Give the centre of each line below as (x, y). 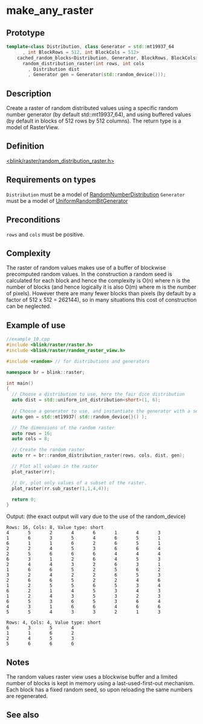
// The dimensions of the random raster (63, 428)
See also (23, 715)
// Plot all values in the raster (55, 466)
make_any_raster (50, 11)
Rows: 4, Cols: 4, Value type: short (54, 623)
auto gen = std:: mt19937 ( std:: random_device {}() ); (79, 417)
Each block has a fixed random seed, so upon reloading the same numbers (99, 690)
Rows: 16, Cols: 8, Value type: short (55, 528)
